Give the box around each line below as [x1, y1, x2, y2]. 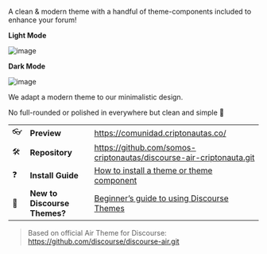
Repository [29, 147, 73, 158]
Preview [29, 127, 62, 139]
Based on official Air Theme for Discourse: [27, 229, 167, 237]
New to [29, 188, 58, 198]
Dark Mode [8, 61, 46, 71]
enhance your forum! [8, 15, 77, 25]
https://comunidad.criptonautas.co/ [94, 127, 226, 139]
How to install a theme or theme [94, 165, 213, 176]
